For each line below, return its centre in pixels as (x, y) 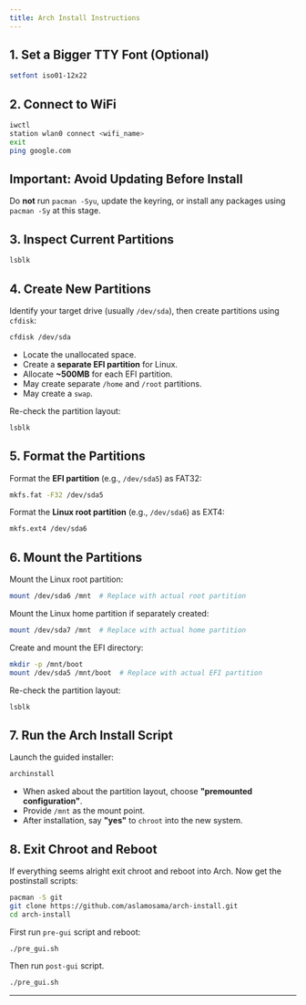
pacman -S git (36, 897)
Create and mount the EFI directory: (76, 648)
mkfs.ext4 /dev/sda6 (49, 529)
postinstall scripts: (44, 880)
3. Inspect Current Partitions (92, 239)
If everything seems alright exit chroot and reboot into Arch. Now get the (146, 871)
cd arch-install (40, 914)
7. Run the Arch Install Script (91, 735)
